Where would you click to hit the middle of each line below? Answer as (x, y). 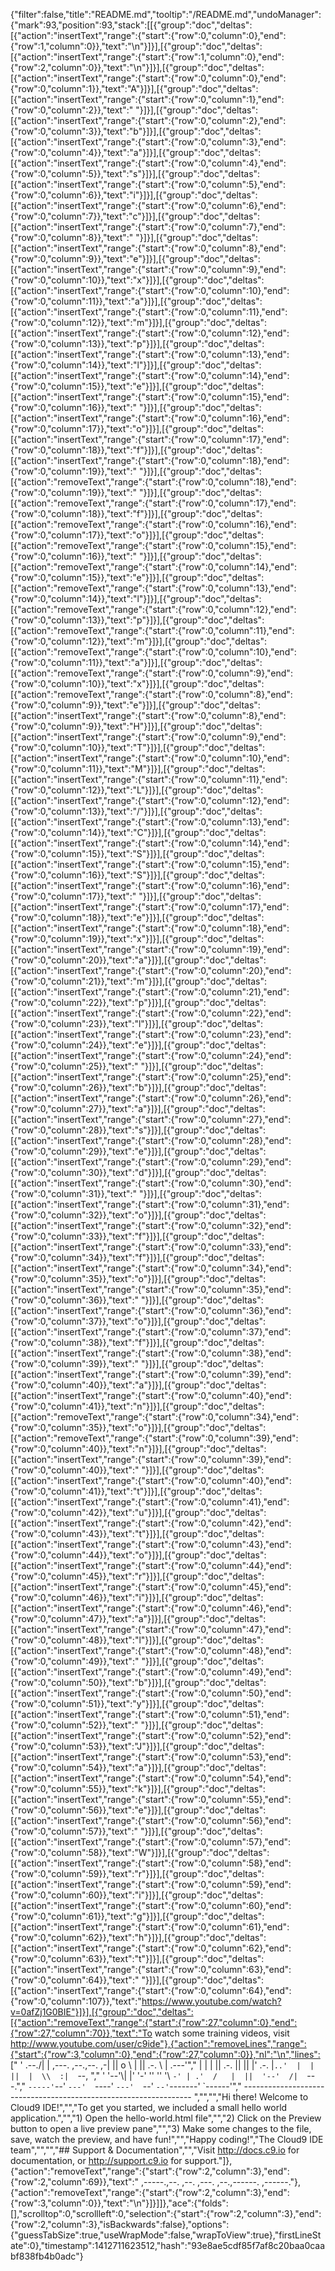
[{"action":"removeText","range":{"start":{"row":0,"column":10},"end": (153, 652)
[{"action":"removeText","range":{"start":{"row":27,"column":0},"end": (154, 2022)
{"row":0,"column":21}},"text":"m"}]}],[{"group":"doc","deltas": (138, 981)
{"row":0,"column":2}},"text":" (72, 110)
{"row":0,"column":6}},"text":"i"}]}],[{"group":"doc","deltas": (134, 195)
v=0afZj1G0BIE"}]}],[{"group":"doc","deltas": (102, 2012)
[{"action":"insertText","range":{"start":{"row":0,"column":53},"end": (151, 1757)
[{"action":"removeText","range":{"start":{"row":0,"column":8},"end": (151, 694)
